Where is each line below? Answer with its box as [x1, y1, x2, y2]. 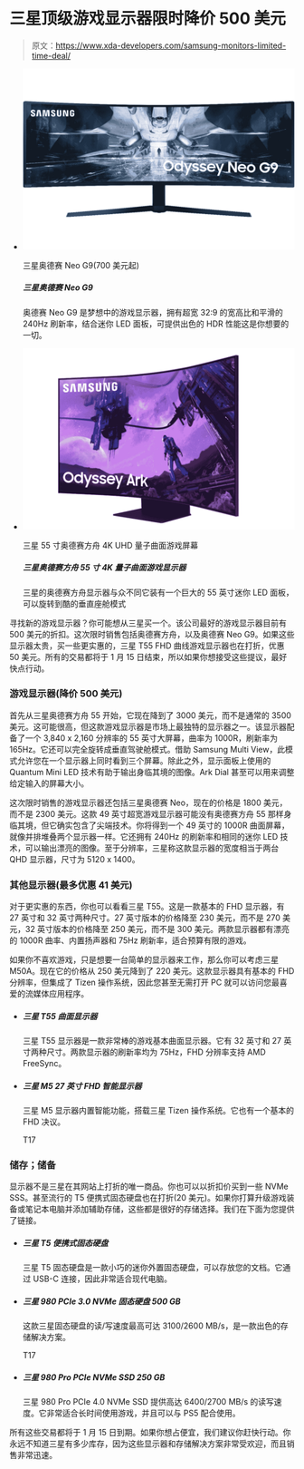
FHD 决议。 [22, 1116, 66, 1127]
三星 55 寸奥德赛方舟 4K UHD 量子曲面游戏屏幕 [22, 540, 199, 550]
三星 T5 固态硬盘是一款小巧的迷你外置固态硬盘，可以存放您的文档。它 [22, 1262, 283, 1273]
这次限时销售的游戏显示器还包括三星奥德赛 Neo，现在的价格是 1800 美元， [9, 797, 288, 808]
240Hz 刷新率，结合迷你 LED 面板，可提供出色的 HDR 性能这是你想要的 [22, 318, 290, 329]
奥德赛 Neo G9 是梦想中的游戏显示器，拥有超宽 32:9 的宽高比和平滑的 [22, 306, 283, 317]
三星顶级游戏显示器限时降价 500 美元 [9, 8, 287, 29]
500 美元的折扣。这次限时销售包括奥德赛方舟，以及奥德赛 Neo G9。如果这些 [9, 628, 296, 639]
